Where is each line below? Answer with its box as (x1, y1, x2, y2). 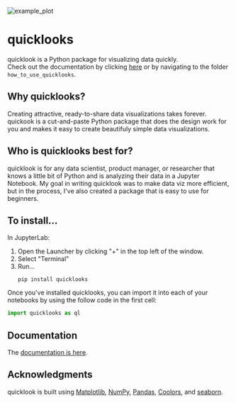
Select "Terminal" (17, 255, 69, 263)
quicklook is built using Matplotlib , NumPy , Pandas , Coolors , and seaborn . (7, 387, 223, 396)
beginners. (7, 194, 39, 202)
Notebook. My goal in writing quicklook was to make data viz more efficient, (7, 179, 230, 187)
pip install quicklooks (17, 276, 89, 283)
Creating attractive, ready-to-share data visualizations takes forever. (7, 109, 207, 118)
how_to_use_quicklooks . (7, 70, 77, 78)
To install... (7, 214, 58, 226)
